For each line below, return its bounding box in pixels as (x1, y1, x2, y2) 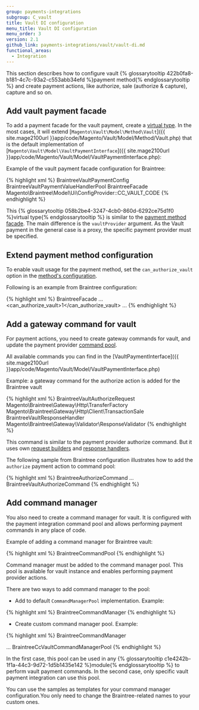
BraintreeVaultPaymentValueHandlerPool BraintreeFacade (6, 183, 148, 190)
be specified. (6, 232, 39, 240)
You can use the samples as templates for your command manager (6, 685, 171, 693)
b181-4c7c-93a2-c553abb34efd (6, 76, 85, 83)
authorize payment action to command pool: (6, 463, 116, 470)
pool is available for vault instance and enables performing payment (6, 567, 173, 574)
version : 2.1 (6, 36, 39, 42)
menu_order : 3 (6, 31, 42, 37)
